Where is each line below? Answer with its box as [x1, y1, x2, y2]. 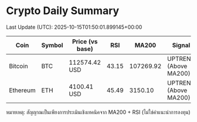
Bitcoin [9, 62, 28, 70]
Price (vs [72, 37, 98, 45]
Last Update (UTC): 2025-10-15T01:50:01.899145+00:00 [6, 23, 142, 30]
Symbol [41, 41, 63, 49]
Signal [172, 41, 191, 49]
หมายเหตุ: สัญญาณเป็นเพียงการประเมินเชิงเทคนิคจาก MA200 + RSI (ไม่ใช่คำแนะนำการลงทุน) [6, 109, 191, 116]
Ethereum [9, 86, 36, 94]
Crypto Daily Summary [6, 4, 120, 18]
